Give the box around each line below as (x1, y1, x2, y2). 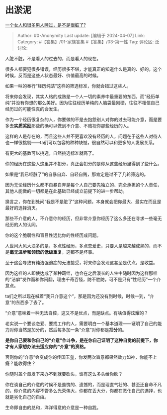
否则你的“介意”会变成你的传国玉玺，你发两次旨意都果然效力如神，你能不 (5, 354, 153, 360)
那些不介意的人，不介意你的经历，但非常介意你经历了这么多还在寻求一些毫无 (5, 215, 162, 221)
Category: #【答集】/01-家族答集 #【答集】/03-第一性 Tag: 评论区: (17, 38, 154, 45)
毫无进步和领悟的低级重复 (9, 249, 62, 255)
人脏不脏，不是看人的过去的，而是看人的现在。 (5, 55, 101, 61)
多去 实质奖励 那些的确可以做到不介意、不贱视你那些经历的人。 (5, 122, 132, 128)
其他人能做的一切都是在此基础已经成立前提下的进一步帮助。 (5, 188, 127, 194)
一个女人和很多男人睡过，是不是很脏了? (5, 22, 86, 28)
